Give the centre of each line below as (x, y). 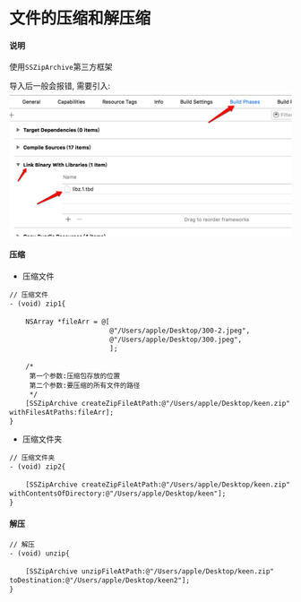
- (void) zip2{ (38, 467)
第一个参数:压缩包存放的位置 (75, 376)
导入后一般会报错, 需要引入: (60, 86)
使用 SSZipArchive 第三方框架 (61, 67)
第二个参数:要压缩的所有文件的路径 (85, 385)
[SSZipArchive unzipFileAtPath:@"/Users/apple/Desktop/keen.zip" (150, 572)
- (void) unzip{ (39, 554)
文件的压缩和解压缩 (80, 18)
